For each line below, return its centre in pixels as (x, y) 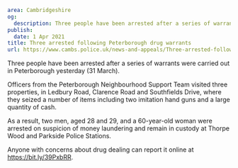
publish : (20, 30)
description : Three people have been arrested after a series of (112, 23)
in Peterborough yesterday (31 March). (64, 71)
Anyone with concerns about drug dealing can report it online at (101, 150)
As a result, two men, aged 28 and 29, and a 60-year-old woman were (110, 121)
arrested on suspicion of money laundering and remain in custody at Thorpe (119, 128)
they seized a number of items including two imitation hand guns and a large (119, 100)
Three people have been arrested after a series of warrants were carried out (119, 63)
